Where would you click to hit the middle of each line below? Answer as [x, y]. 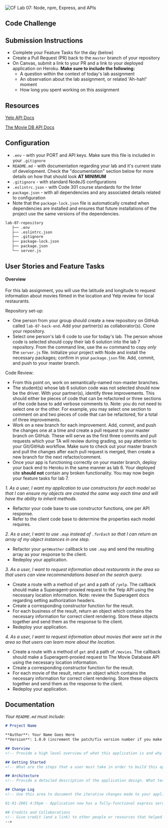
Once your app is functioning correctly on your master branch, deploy [84, 462]
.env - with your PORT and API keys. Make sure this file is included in [83, 155]
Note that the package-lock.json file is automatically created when [81, 203]
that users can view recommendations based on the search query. [74, 575]
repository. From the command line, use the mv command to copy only [84, 347]
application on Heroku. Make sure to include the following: [73, 69]
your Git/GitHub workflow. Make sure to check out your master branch [85, 446]
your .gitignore [29, 160]
